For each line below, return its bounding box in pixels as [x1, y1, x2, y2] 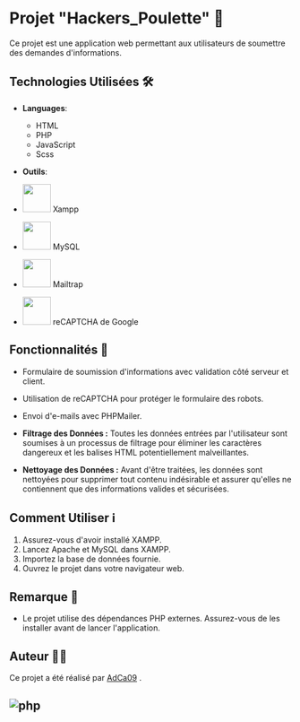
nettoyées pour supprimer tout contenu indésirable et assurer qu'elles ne [21, 474, 292, 484]
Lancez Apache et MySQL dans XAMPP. [21, 544, 172, 555]
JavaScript [35, 139, 76, 150]
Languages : [21, 102, 68, 113]
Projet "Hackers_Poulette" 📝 [9, 8, 225, 29]
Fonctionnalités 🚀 [9, 343, 109, 358]
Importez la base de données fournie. [21, 553, 161, 564]
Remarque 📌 [9, 589, 79, 605]
